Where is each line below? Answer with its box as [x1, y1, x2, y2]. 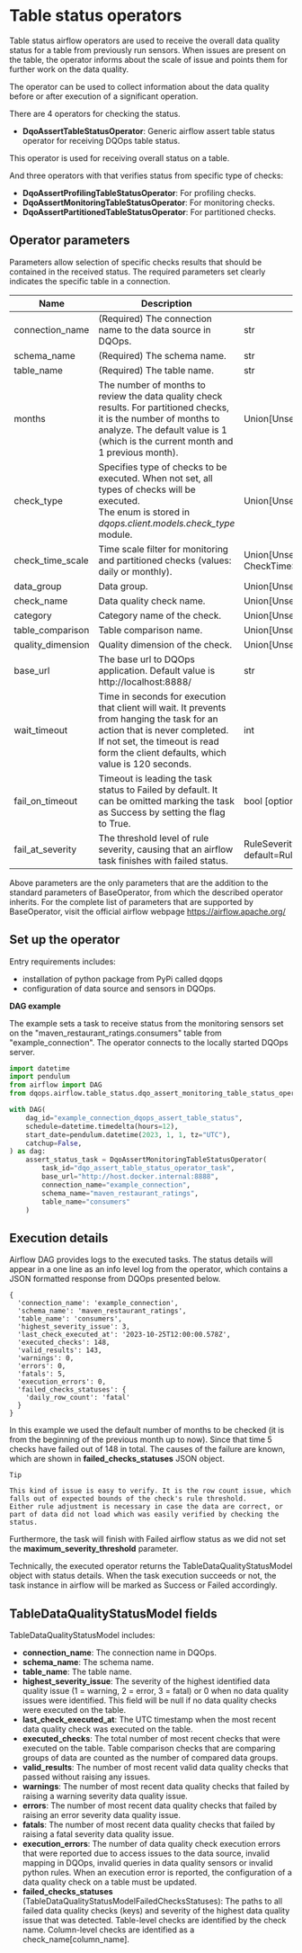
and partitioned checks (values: [98, 554, 232, 567]
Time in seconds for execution [98, 690, 226, 703]
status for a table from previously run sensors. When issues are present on [9, 44, 286, 55]
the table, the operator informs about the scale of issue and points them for [9, 54, 288, 65]
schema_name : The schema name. [22, 1657, 155, 1668]
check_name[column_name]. [22, 1934, 130, 1945]
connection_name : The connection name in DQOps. [22, 1647, 218, 1658]
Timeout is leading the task [98, 772, 213, 784]
